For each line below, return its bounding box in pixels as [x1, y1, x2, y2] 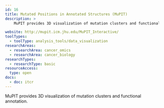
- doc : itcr [9, 80, 34, 85]
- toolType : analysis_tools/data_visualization [9, 39, 108, 44]
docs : [5, 75, 16, 80]
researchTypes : [5, 57, 36, 62]
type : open [9, 70, 32, 76]
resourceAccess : [5, 66, 38, 71]
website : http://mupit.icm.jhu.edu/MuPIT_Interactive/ [5, 30, 119, 35]
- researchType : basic [9, 62, 56, 66]
